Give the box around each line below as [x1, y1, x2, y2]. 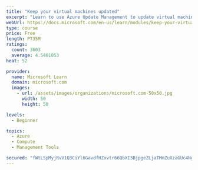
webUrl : [6, 19, 25, 25]
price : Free [6, 31, 35, 36]
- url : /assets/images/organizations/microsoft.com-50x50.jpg [16, 91, 173, 96]
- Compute [11, 139, 35, 145]
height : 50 [21, 101, 49, 107]
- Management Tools [11, 145, 60, 151]
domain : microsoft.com [11, 79, 67, 85]
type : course [6, 25, 38, 31]
